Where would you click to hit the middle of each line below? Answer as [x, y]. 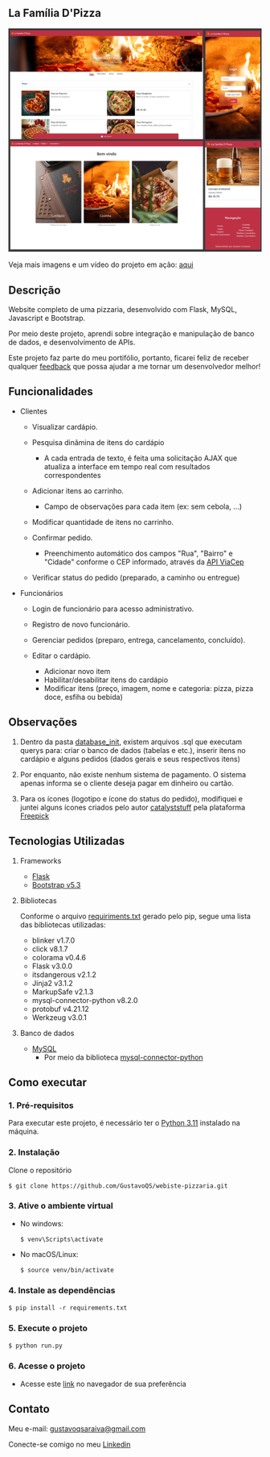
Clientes [34, 411]
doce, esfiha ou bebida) [83, 697]
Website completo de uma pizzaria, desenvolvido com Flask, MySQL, [123, 310]
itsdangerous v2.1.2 [64, 974]
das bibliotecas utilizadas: [63, 924]
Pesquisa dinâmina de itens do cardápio [98, 442]
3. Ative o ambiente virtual [61, 1206]
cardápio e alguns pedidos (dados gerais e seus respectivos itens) [130, 759]
